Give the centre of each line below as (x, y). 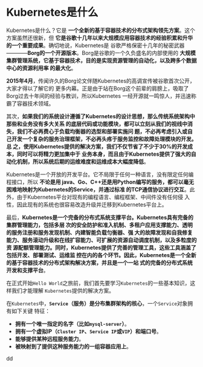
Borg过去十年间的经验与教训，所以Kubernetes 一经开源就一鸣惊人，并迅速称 (101, 96)
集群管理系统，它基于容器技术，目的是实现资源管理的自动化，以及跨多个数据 (101, 60)
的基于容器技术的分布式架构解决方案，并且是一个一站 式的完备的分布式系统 (100, 263)
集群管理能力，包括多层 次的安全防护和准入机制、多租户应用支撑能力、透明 (100, 225)
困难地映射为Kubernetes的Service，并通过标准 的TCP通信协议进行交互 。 (98, 189)
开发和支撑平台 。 (27, 270)
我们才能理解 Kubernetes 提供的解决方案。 (63, 290)
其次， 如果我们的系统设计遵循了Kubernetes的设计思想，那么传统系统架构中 (101, 116)
